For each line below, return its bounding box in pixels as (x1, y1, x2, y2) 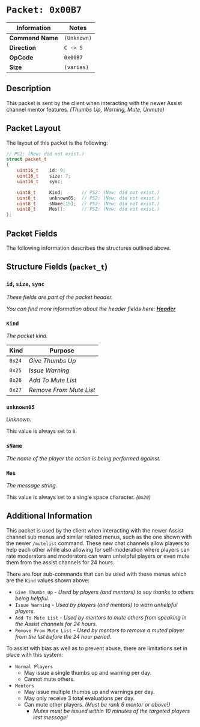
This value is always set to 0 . (6, 427, 77, 435)
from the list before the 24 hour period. (14, 633, 112, 640)
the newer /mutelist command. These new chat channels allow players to (6, 539, 190, 547)
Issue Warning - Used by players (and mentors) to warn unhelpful (14, 601, 178, 608)
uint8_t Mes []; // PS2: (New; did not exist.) (17, 206, 160, 213)
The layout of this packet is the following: (6, 139, 108, 146)
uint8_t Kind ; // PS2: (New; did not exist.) (17, 189, 160, 196)
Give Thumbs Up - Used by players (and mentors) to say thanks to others (14, 588, 194, 596)
